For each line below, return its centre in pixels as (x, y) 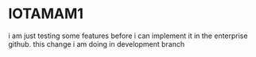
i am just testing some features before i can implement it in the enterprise (128, 36)
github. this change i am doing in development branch (97, 44)
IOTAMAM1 (46, 14)
